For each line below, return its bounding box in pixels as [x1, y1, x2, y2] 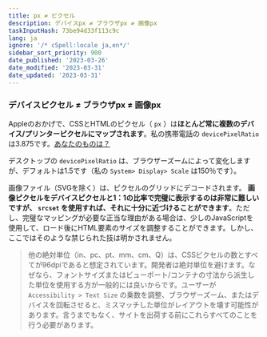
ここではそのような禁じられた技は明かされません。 [8, 233, 177, 243]
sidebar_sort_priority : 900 [8, 49, 102, 57]
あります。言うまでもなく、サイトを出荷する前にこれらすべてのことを [27, 310, 258, 319]
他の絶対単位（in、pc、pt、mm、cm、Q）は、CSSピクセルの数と [27, 250, 245, 259]
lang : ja [8, 34, 38, 42]
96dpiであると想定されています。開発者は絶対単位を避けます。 [42, 259, 249, 269]
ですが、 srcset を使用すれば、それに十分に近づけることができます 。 [8, 203, 237, 212]
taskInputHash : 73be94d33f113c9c [8, 26, 120, 34]
